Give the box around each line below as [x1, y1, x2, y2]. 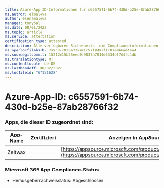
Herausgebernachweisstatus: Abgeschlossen [12, 177, 104, 183]
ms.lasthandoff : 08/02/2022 [5, 66, 62, 71]
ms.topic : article [5, 30, 42, 34]
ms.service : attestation [5, 34, 56, 39]
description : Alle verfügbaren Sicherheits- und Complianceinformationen [5, 43, 159, 48]
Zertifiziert [30, 135, 57, 141]
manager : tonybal [5, 20, 41, 26]
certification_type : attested [5, 39, 67, 44]
